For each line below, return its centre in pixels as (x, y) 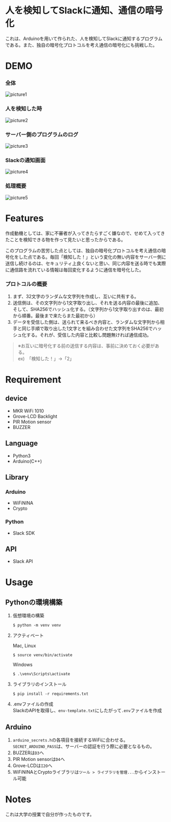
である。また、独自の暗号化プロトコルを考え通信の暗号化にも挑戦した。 (81, 45)
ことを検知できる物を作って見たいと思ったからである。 (68, 240)
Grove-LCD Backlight (35, 416)
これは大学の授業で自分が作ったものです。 (50, 814)
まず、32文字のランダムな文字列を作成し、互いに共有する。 (76, 296)
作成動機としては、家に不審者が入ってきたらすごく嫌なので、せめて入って (83, 233)
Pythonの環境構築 (34, 603)
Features (25, 218)
